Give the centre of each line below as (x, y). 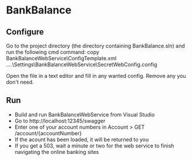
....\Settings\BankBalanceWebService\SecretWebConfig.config (82, 64)
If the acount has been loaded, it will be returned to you (82, 139)
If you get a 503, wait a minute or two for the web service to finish (94, 145)
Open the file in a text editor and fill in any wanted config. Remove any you (96, 76)
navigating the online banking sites (57, 152)
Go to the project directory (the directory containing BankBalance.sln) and (95, 46)
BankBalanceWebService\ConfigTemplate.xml (61, 58)
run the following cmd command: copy (53, 52)
